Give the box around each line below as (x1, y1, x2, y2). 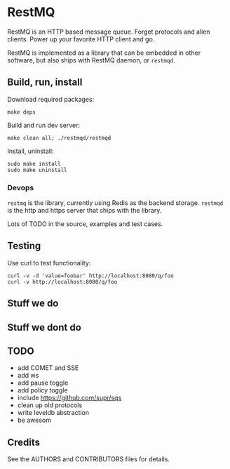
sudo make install (7, 160, 61, 167)
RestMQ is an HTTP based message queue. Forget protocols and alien (7, 27, 210, 36)
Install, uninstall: (7, 147, 54, 155)
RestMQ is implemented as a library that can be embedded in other (7, 48, 201, 57)
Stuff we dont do (7, 321, 82, 333)
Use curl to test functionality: (7, 258, 91, 267)
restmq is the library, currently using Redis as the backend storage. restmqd (7, 199, 224, 207)
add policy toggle (17, 386, 68, 395)
